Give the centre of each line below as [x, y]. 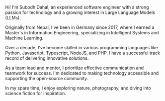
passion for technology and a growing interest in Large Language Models [80, 12]
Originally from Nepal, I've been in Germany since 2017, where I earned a [80, 27]
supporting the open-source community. [47, 78]
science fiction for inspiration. [36, 93]
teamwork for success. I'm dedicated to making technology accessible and [82, 73]
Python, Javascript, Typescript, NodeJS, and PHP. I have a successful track [83, 53]
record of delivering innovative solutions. [47, 58]
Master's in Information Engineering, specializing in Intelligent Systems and [82, 33]
